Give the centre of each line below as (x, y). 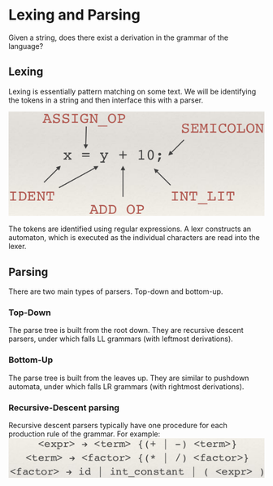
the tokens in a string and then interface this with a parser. (106, 100)
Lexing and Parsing (74, 15)
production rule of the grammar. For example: (84, 434)
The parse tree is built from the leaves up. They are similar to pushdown (129, 378)
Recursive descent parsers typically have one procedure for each (118, 425)
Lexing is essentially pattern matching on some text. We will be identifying (132, 91)
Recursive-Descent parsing (64, 407)
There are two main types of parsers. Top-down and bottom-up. (116, 291)
